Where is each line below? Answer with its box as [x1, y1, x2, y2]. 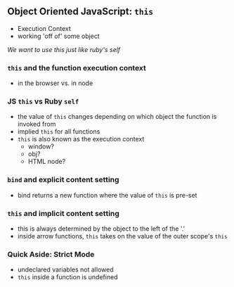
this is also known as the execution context [17, 135, 145, 143]
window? [27, 142, 55, 151]
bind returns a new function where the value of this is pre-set [17, 191, 197, 199]
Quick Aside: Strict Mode [7, 249, 95, 259]
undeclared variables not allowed [17, 265, 114, 274]
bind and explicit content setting [7, 175, 119, 185]
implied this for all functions [17, 127, 100, 136]
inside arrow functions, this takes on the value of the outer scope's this [17, 232, 228, 240]
